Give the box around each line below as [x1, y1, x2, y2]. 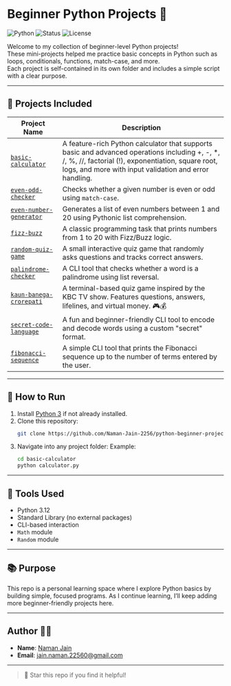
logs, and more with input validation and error [62, 165, 209, 174]
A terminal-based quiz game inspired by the [62, 283, 206, 293]
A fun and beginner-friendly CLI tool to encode [62, 315, 215, 324]
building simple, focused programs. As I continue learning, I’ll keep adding [7, 592, 217, 600]
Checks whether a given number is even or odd [62, 184, 215, 194]
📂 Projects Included [7, 98, 93, 110]
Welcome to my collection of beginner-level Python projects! [7, 42, 179, 50]
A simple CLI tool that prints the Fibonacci [62, 343, 197, 353]
